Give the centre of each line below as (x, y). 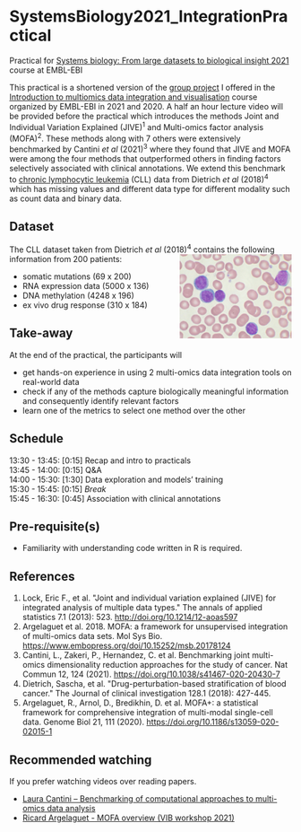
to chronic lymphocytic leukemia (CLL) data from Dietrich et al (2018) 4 (139, 179)
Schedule (37, 438)
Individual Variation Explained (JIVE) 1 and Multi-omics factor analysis (137, 126)
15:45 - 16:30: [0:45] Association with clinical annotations (115, 498)
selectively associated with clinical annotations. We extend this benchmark (147, 168)
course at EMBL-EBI (46, 70)
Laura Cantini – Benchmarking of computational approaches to (138, 799)
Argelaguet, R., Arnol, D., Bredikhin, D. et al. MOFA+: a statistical (140, 703)
